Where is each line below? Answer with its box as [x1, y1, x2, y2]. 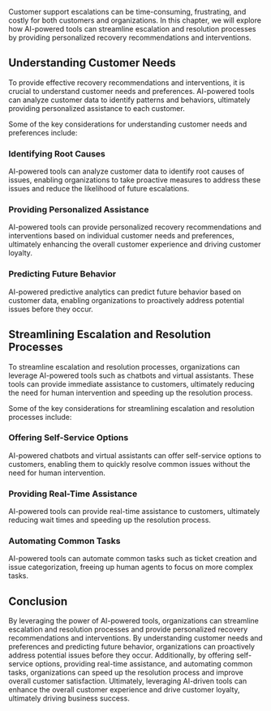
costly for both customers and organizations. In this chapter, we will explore [8, 15, 262, 25]
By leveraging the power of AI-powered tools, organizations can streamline [8, 616, 260, 626]
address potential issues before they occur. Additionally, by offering [8, 650, 234, 660]
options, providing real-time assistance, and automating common [35, 659, 253, 669]
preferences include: [8, 127, 78, 137]
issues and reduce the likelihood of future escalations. [8, 184, 190, 194]
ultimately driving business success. [8, 693, 130, 704]
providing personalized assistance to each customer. [8, 103, 185, 113]
